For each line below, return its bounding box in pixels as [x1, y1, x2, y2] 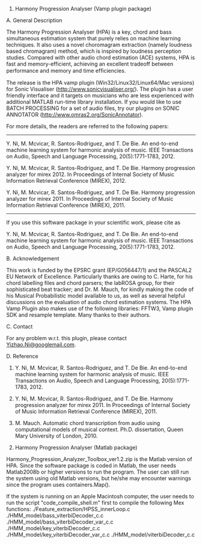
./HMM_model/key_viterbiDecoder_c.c [6, 525, 100, 531]
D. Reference [6, 353, 38, 359]
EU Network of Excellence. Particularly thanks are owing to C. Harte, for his [6, 273, 193, 280]
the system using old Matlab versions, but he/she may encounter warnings [6, 475, 191, 481]
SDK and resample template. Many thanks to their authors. [6, 311, 151, 318]
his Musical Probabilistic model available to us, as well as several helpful [6, 292, 185, 299]
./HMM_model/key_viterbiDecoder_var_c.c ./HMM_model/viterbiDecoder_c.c [6, 531, 195, 538]
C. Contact [6, 323, 33, 330]
